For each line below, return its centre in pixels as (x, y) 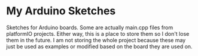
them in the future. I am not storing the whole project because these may (96, 40)
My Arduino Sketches (61, 11)
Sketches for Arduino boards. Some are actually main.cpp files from (90, 27)
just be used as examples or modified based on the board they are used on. (99, 46)
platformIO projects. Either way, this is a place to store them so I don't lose (98, 33)
